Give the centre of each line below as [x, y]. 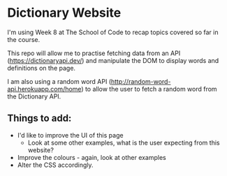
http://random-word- [141, 81]
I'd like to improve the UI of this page [70, 135]
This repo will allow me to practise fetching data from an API [94, 53]
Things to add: [39, 118]
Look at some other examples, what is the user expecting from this [124, 142]
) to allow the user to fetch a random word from [149, 89]
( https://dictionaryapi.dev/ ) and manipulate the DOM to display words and [113, 60]
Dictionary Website [64, 13]
